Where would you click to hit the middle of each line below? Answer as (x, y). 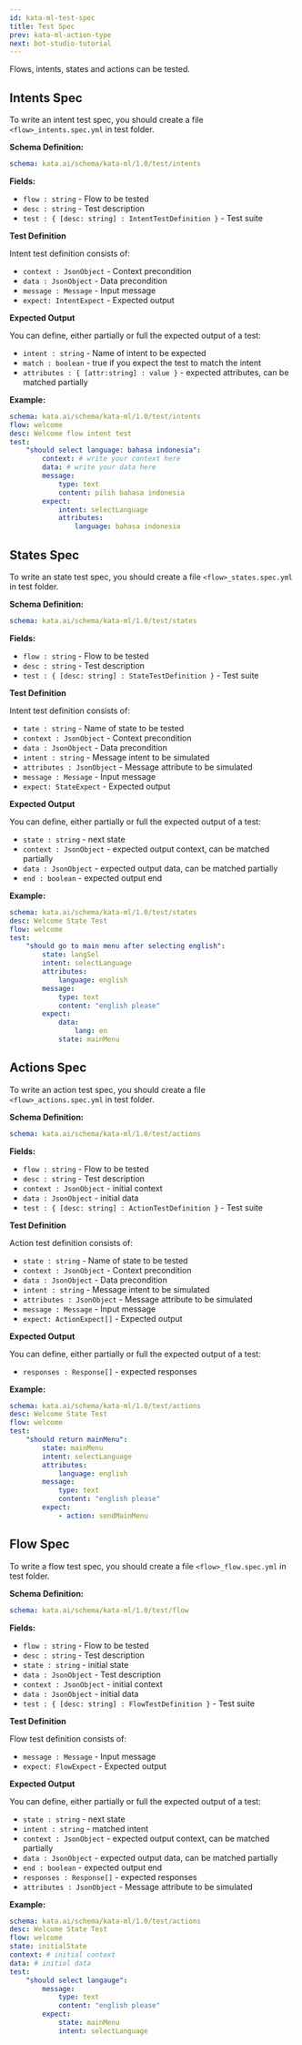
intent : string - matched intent (86, 1828)
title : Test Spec (42, 26)
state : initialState (49, 1947)
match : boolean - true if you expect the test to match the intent (142, 363)
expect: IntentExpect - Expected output (98, 300)
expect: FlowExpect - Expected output (94, 1766)
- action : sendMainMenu (103, 1516)
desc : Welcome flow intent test (70, 434)
